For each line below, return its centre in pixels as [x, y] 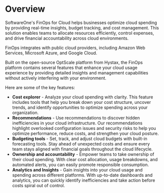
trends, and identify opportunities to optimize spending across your [80, 107]
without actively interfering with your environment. [56, 78]
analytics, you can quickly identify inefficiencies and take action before [83, 180]
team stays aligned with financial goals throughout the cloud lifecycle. [82, 149]
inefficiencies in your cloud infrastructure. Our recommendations [77, 123]
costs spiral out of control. [38, 185]
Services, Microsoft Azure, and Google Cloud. [51, 53]
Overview [25, 9]
